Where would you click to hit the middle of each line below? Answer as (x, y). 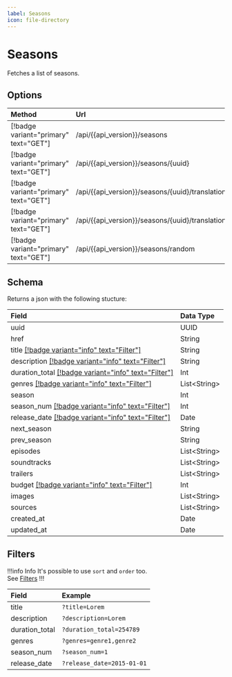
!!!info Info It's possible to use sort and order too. (77, 571)
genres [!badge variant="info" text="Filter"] (81, 384)
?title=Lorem (83, 607)
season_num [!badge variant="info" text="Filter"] (90, 407)
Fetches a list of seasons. (43, 73)
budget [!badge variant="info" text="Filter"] (81, 485)
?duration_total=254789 (101, 629)
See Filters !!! (26, 578)
